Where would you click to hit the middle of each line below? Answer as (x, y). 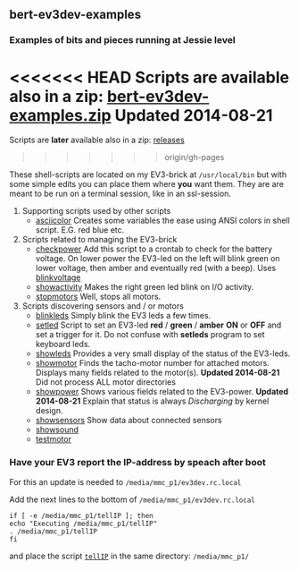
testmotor (53, 439)
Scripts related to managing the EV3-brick (100, 240)
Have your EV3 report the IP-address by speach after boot (137, 463)
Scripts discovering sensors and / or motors (103, 306)
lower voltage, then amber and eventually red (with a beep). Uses (156, 268)
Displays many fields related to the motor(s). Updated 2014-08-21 (158, 373)
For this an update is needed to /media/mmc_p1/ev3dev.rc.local (125, 481)
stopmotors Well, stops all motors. (98, 297)
